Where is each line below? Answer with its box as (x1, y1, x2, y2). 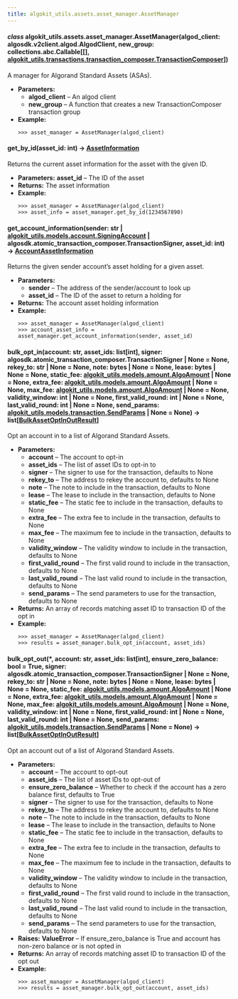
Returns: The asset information (17, 181, 110, 190)
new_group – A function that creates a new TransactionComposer (28, 100, 222, 108)
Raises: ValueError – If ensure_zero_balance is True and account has (17, 934, 221, 943)
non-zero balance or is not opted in (17, 941, 121, 950)
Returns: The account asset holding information (17, 299, 158, 307)
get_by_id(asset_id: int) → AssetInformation (7, 144, 140, 152)
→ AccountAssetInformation (7, 247, 94, 255)
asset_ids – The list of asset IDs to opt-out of (28, 775, 161, 784)
